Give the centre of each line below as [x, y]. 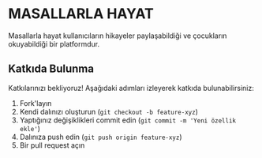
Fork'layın [36, 103]
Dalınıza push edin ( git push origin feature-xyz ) [101, 137]
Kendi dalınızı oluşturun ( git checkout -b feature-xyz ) [109, 111]
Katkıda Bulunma [51, 69]
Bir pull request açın [52, 145]
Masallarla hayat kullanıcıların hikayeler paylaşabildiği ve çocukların [118, 36]
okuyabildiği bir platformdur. [54, 43]
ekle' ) [30, 128]
